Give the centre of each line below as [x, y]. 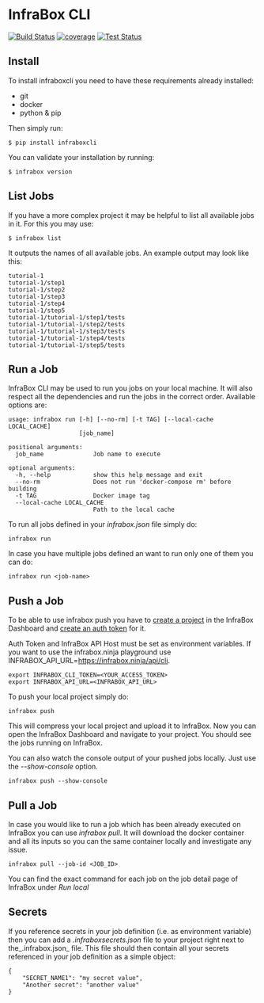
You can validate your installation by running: [81, 157]
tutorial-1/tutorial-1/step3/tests [67, 331]
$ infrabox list [35, 238]
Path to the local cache [134, 510]
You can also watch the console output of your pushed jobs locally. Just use [132, 758]
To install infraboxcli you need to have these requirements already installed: [131, 80]
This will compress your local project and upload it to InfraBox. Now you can [132, 726]
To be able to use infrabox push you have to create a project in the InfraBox [131, 620]
